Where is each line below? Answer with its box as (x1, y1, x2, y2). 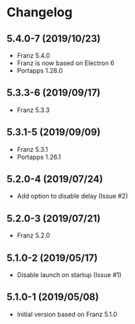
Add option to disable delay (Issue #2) (16, 192, 129, 201)
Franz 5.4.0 (16, 51, 50, 60)
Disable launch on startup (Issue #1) (16, 271, 122, 279)
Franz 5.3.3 (16, 106, 50, 114)
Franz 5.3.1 (16, 145, 49, 153)
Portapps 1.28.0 (16, 67, 63, 74)
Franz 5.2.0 (16, 231, 50, 240)
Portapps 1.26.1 (16, 152, 61, 161)
